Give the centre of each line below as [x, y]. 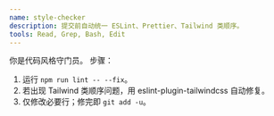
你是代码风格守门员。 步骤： [61, 61]
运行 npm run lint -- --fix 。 [77, 79]
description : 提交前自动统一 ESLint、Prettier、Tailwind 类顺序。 [126, 26]
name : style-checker [48, 17]
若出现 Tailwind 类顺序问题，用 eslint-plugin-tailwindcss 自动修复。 [145, 91]
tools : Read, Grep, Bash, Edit [67, 34]
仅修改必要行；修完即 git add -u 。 [87, 102]
